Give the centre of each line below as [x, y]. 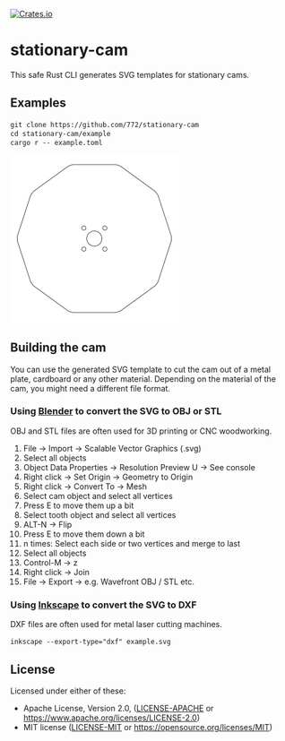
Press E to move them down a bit [84, 534]
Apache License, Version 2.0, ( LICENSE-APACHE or [118, 708]
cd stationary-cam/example [60, 134]
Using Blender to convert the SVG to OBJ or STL [116, 411]
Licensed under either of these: [68, 691]
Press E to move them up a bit [78, 505]
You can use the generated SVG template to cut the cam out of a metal [141, 369]
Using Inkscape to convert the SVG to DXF [104, 605]
